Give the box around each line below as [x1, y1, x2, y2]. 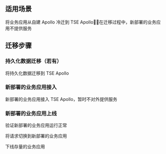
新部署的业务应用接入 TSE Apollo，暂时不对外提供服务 [5, 96, 118, 102]
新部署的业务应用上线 [5, 110, 57, 117]
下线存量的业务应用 [5, 143, 45, 149]
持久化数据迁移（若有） [5, 58, 62, 65]
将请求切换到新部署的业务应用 [5, 133, 67, 139]
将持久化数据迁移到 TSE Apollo [5, 70, 69, 76]
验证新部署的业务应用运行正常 [5, 122, 67, 128]
